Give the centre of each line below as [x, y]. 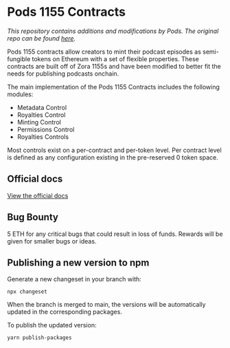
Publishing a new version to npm [78, 262]
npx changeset [27, 292]
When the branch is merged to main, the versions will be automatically [106, 305]
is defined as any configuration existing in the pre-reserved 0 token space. [113, 157]
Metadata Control [42, 107]
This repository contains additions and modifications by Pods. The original [113, 31]
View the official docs [38, 195]
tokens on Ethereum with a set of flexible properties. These [115, 58]
